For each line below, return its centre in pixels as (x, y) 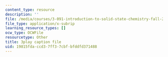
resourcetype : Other (27, 38)
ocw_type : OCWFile (24, 33)
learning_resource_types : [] (35, 28)
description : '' (22, 14)
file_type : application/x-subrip (40, 24)
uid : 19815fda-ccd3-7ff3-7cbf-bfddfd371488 (51, 47)
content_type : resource (30, 10)
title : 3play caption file (33, 42)
